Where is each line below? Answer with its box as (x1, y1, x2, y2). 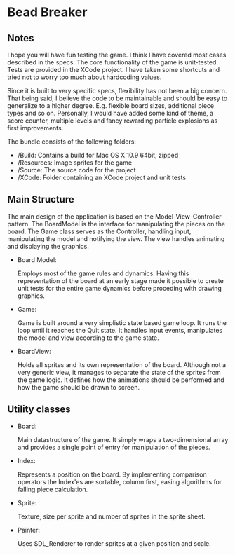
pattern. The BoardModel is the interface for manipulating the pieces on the (7, 219, 226, 228)
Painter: (17, 526, 41, 534)
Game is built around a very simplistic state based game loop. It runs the (17, 318, 227, 327)
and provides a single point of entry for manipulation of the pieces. (17, 443, 210, 451)
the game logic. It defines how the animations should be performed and (17, 376, 224, 384)
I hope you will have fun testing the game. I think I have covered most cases (7, 50, 227, 59)
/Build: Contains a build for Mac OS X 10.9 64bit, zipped (17, 151, 179, 159)
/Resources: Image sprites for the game (17, 158, 132, 167)
